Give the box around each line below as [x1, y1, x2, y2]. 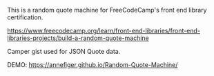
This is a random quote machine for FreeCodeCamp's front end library [7, 6, 207, 14]
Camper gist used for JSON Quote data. [7, 48, 121, 55]
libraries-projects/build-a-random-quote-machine [7, 34, 150, 42]
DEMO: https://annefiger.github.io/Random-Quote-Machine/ [7, 61, 178, 68]
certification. [7, 13, 43, 21]
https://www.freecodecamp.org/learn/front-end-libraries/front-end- [7, 27, 200, 35]
